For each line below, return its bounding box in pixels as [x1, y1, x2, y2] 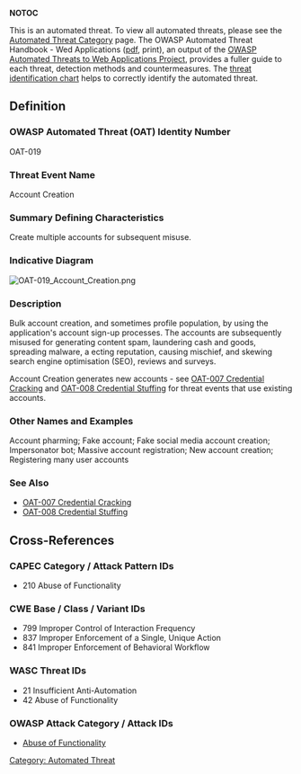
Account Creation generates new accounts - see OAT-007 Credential [9, 373, 265, 384]
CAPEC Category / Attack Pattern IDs [9, 559, 174, 572]
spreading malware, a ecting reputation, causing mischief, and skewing [9, 346, 272, 357]
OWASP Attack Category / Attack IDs [9, 716, 173, 729]
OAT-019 [9, 146, 42, 156]
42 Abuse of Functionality [22, 694, 119, 705]
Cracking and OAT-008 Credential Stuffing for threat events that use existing [9, 382, 293, 394]
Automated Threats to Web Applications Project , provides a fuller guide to [9, 54, 283, 64]
